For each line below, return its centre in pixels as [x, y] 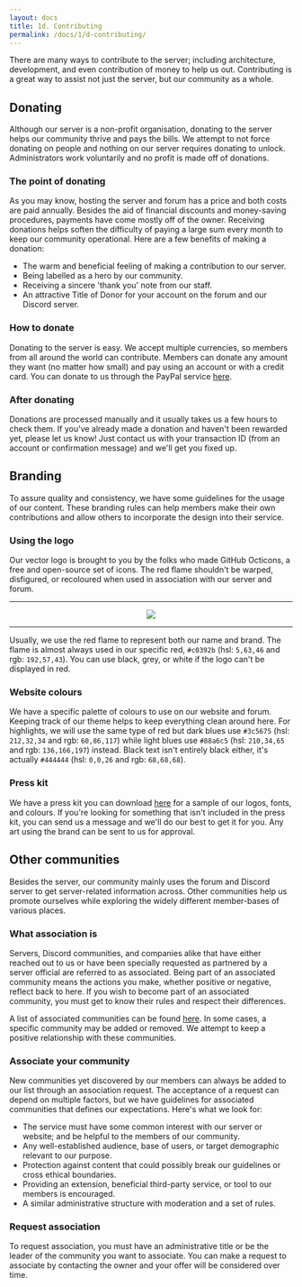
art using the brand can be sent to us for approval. [102, 831]
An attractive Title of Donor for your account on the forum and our [145, 295]
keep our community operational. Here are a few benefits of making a [138, 239]
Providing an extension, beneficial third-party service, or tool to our [147, 1184]
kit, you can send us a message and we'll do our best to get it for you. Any [147, 822]
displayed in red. [40, 669]
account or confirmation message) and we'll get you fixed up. [123, 448]
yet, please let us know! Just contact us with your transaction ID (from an [145, 439]
